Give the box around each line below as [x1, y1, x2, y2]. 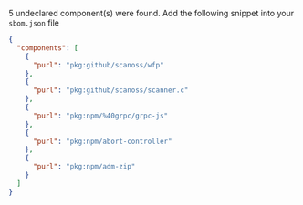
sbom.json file [8, 17, 60, 28]
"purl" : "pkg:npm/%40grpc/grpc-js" [32, 111, 169, 120]
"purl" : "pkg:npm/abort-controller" [32, 137, 172, 146]
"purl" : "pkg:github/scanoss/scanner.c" [32, 86, 189, 95]
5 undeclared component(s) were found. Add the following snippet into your [8, 8, 294, 18]
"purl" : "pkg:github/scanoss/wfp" [32, 60, 165, 69]
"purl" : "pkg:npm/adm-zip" [32, 162, 136, 171]
